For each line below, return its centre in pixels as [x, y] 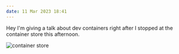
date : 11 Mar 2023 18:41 [37, 11]
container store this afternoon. [43, 34]
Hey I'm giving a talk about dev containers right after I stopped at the [89, 28]
